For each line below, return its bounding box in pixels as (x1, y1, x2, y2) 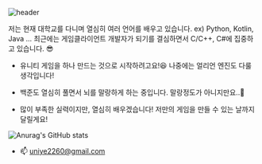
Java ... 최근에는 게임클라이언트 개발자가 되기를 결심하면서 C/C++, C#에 (8, 34, 233, 43)
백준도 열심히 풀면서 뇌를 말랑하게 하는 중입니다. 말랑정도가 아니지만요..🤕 (19, 88, 245, 97)
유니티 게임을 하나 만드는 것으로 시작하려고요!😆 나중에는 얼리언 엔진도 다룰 (19, 61, 252, 70)
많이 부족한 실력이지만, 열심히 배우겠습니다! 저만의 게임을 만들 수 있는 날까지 (19, 104, 256, 114)
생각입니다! (19, 71, 55, 80)
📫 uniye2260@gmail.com (19, 146, 106, 155)
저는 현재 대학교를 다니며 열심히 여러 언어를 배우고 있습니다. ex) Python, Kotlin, (8, 24, 254, 33)
